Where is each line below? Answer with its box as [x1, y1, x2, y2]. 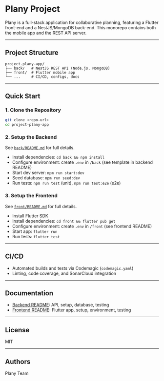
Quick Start [5, 92, 41, 100]
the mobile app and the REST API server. [5, 30, 87, 36]
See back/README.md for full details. [5, 145, 75, 151]
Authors [5, 357, 31, 366]
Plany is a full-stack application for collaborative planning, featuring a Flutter [5, 19, 159, 25]
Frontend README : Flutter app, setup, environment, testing [12, 307, 131, 313]
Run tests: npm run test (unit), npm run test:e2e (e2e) [12, 180, 121, 186]
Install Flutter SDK [12, 213, 49, 219]
